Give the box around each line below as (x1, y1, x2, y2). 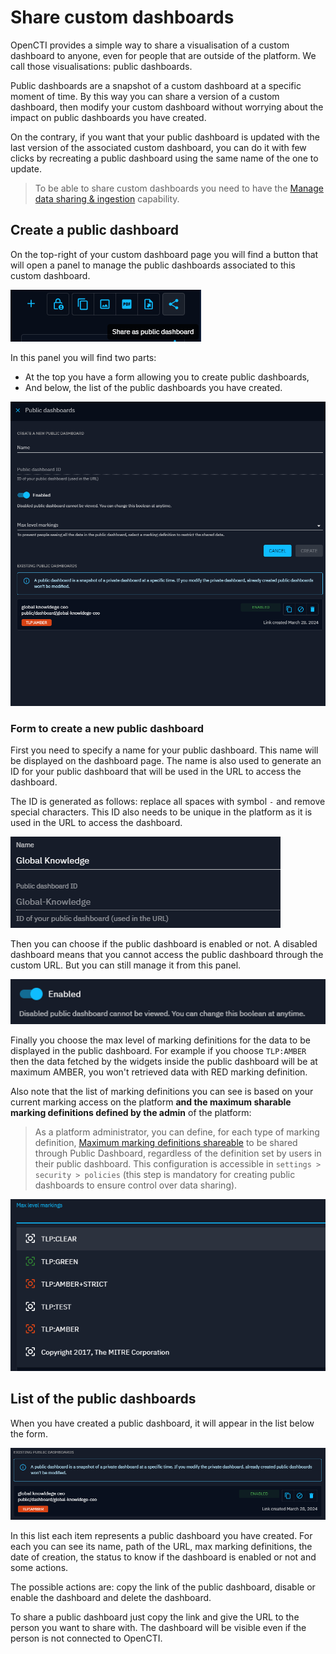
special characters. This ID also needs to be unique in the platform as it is (10, 806, 313, 818)
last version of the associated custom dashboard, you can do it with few (10, 141, 307, 153)
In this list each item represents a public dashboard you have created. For (10, 1530, 313, 1542)
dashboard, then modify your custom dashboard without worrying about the (10, 101, 324, 113)
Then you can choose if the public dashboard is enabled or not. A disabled (10, 937, 318, 950)
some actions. (10, 1562, 69, 1574)
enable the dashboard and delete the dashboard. (10, 1592, 212, 1604)
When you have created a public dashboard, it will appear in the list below (10, 1417, 315, 1429)
